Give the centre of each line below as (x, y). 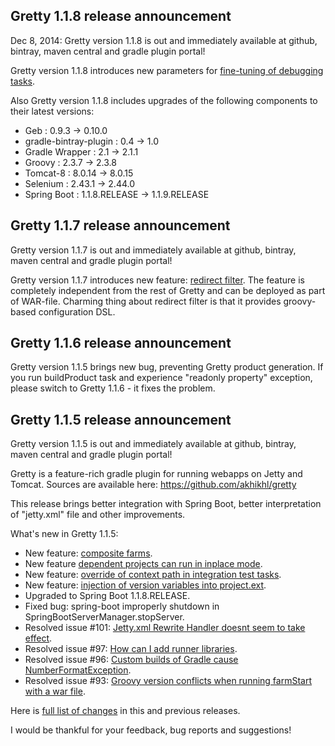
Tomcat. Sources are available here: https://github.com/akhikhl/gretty (153, 485)
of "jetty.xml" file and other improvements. (98, 515)
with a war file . (55, 691)
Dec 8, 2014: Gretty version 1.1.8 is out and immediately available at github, (164, 40)
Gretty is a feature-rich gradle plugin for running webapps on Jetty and (156, 474)
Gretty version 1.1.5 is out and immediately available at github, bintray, (153, 444)
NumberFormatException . (78, 670)
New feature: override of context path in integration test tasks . (153, 575)
